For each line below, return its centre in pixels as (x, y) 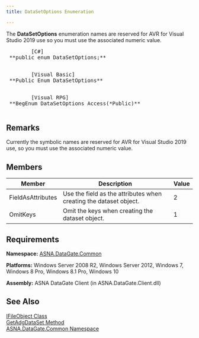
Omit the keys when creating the (108, 211)
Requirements (33, 239)
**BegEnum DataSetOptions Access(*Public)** (75, 103)
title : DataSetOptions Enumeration (50, 12)
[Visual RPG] (50, 97)
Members (24, 167)
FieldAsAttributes (33, 198)
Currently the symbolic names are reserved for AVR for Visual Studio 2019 (96, 142)
